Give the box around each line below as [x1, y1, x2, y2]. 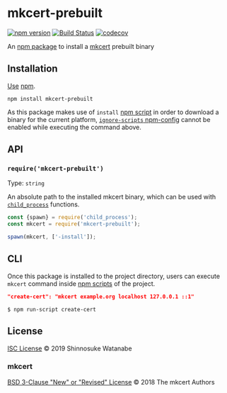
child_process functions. [7, 200, 80, 209]
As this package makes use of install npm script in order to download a [7, 108, 219, 116]
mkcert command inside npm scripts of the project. [7, 279, 156, 288]
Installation [7, 62, 58, 75]
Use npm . [7, 82, 36, 90]
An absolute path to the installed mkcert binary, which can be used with [7, 193, 216, 201]
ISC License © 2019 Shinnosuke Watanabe [7, 344, 132, 353]
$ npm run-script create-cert [7, 306, 97, 313]
